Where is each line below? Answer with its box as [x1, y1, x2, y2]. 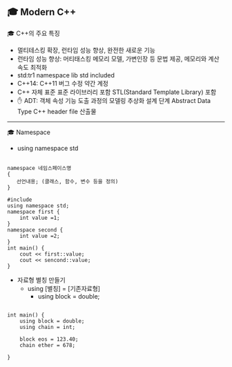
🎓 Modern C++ [7, 6, 77, 18]
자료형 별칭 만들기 [17, 276, 66, 284]
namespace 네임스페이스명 [7, 164, 72, 171]
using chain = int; [19, 323, 76, 330]
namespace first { [7, 208, 60, 215]
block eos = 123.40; [19, 335, 79, 343]
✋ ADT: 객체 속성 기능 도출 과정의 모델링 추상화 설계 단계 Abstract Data [17, 96, 211, 104]
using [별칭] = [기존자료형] [27, 284, 101, 292]
